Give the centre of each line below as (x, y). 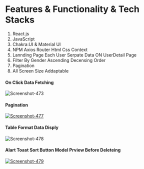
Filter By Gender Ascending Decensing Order (59, 60)
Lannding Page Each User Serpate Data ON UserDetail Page (74, 55)
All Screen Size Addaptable (40, 70)
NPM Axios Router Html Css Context (50, 49)
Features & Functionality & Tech (72, 9)
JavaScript (23, 39)
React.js (21, 33)
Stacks (20, 20)
